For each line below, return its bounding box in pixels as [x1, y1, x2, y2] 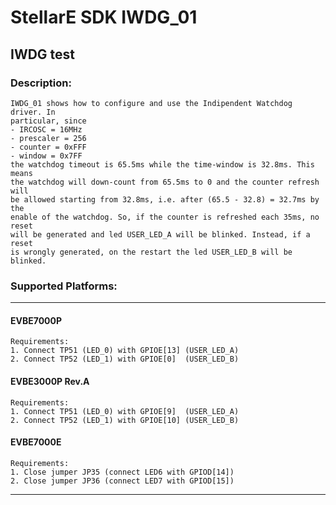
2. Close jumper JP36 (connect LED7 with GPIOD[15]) [10, 476, 235, 486]
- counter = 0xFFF [10, 142, 87, 152]
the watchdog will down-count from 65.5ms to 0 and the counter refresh [10, 177, 320, 187]
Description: [10, 76, 72, 90]
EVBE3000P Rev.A [10, 375, 90, 387]
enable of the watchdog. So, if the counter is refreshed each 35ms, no [10, 212, 320, 222]
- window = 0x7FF [10, 151, 83, 161]
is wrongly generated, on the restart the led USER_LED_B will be [10, 247, 293, 257]
